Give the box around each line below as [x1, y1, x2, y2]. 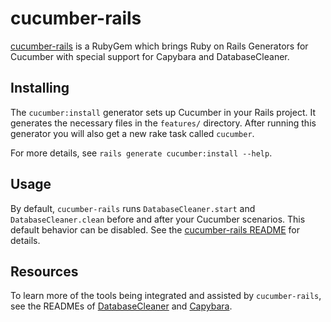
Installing [10, 80, 70, 97]
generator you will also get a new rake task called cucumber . [10, 127, 255, 139]
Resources [10, 263, 79, 280]
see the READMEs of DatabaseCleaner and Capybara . [10, 300, 233, 312]
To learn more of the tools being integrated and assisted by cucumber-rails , [10, 290, 322, 302]
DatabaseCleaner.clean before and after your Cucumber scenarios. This [10, 213, 306, 225]
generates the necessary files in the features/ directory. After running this [10, 117, 317, 129]
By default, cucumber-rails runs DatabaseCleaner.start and [10, 202, 256, 214]
